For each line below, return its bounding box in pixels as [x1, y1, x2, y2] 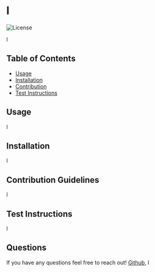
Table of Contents [6, 53, 76, 64]
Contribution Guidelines [6, 175, 99, 185]
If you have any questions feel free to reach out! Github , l [6, 259, 150, 266]
